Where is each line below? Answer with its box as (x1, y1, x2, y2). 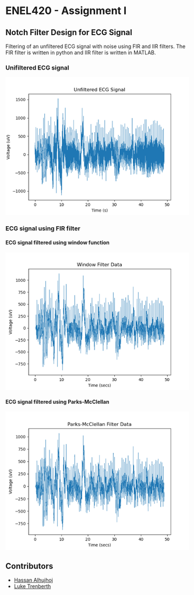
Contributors (5, 561, 54, 571)
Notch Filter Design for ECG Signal (5, 27, 132, 37)
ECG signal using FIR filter (5, 224, 81, 233)
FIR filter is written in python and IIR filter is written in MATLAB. (5, 49, 156, 56)
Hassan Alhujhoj (13, 577, 53, 584)
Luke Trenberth (13, 583, 51, 590)
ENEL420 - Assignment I (5, 4, 127, 18)
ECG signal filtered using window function (5, 238, 110, 246)
